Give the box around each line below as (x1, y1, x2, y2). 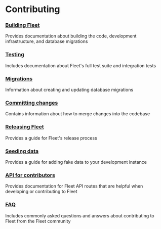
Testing (5, 51, 24, 58)
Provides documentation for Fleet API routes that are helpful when (5, 183, 143, 189)
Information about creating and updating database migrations (5, 87, 134, 93)
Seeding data (5, 148, 39, 155)
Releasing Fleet (5, 123, 44, 130)
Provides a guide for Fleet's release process (5, 135, 97, 141)
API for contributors (5, 171, 56, 178)
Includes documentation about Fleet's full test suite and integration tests (5, 62, 156, 69)
